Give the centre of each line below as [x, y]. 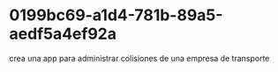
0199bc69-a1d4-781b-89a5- [116, 15]
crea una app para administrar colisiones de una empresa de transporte [139, 58]
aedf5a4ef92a [63, 34]
